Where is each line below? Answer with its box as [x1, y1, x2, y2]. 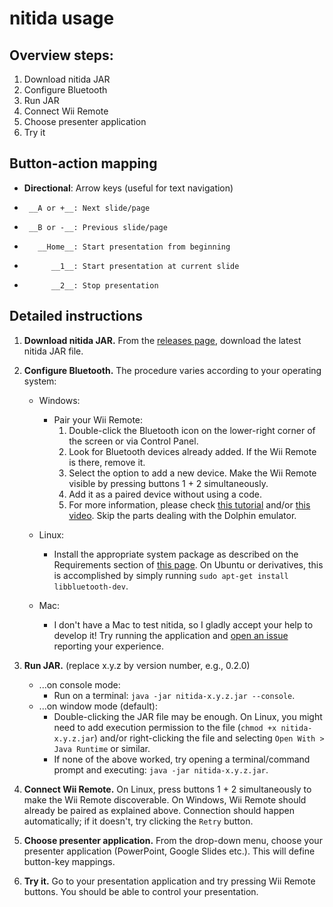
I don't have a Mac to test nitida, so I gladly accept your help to [53, 618, 314, 631]
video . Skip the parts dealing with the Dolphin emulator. [68, 509, 297, 521]
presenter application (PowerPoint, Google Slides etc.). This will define [23, 845, 316, 857]
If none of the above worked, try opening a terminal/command [53, 753, 311, 765]
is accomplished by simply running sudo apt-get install [53, 569, 289, 581]
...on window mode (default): [38, 700, 158, 712]
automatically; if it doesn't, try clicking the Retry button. [23, 815, 254, 827]
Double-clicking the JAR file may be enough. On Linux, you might [53, 710, 323, 722]
